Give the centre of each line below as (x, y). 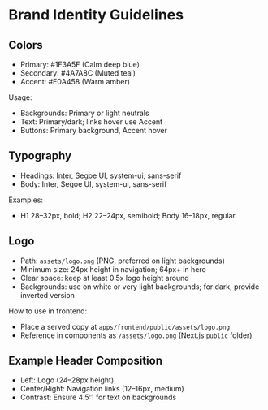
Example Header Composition (86, 361)
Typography (40, 156)
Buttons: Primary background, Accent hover (94, 130)
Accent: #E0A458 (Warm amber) (75, 82)
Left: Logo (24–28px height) (67, 380)
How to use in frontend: (48, 311)
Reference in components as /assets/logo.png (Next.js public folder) (136, 335)
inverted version (48, 295)
